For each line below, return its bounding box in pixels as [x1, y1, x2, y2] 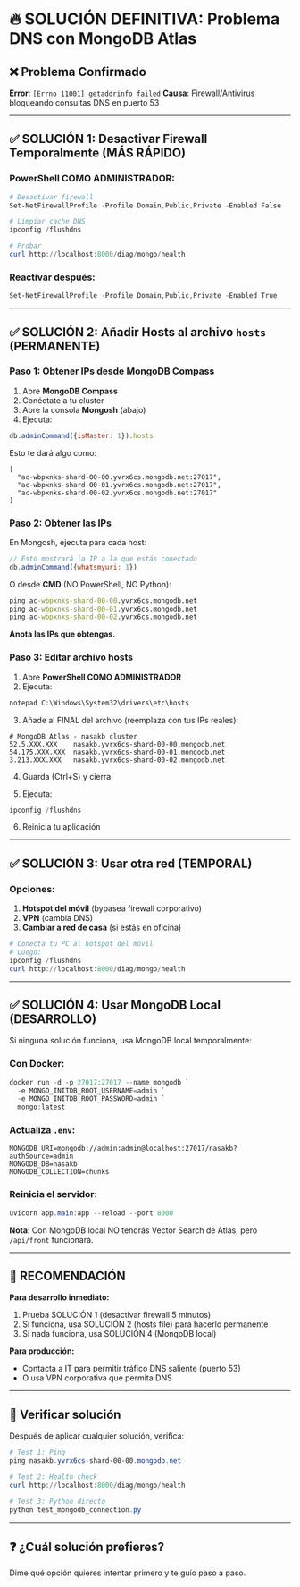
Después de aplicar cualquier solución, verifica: [9, 1431, 185, 1441]
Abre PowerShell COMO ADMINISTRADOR [21, 671, 181, 682]
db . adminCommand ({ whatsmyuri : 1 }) [9, 562, 138, 571]
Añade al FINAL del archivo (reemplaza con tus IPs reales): [21, 714, 239, 725]
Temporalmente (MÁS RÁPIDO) [9, 146, 186, 161]
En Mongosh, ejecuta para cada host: [9, 536, 147, 547]
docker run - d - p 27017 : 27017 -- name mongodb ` [9, 1077, 190, 1086]
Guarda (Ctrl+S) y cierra [21, 771, 112, 781]
